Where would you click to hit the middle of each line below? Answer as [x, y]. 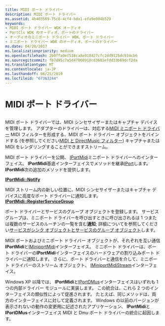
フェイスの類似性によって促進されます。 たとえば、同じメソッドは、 [83, 294]
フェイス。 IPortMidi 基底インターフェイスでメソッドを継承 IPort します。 [78, 164]
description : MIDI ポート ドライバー [41, 14]
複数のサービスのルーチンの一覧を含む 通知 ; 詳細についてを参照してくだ [82, 224]
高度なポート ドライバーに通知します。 [61, 196]
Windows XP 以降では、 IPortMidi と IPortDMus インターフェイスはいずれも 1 [82, 282]
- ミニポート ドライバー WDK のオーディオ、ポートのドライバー [61, 42]
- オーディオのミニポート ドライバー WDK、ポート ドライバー [60, 37]
